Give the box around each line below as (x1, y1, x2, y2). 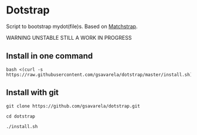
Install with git (6, 88, 59, 98)
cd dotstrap (6, 113, 35, 119)
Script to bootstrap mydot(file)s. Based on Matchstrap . (6, 23, 138, 30)
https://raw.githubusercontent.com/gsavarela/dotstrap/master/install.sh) (6, 71, 193, 78)
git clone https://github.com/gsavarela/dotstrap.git (6, 103, 141, 109)
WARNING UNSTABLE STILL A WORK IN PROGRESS (6, 34, 132, 41)
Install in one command (6, 51, 93, 61)
